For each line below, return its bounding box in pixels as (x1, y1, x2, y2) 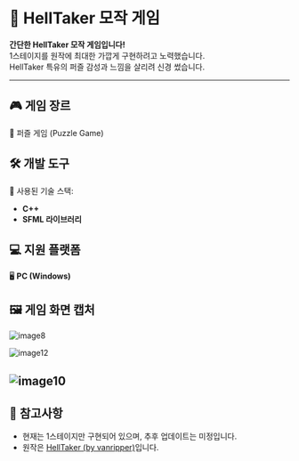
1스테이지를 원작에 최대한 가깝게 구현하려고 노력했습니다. (9, 50, 206, 61)
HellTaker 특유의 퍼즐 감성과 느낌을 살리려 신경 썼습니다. (9, 61, 206, 72)
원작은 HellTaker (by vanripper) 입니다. (21, 442, 159, 453)
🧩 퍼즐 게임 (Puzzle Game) (9, 127, 104, 138)
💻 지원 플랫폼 (9, 242, 82, 257)
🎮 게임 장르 (9, 99, 71, 114)
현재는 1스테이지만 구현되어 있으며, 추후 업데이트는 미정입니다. (21, 431, 238, 441)
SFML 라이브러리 (21, 214, 82, 224)
